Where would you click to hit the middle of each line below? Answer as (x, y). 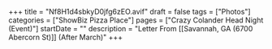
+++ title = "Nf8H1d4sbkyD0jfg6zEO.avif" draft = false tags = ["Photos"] (130, 12)
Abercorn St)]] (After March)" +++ (66, 37)
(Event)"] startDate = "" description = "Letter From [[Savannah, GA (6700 (131, 29)
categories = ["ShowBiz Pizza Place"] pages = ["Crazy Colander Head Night (136, 20)
